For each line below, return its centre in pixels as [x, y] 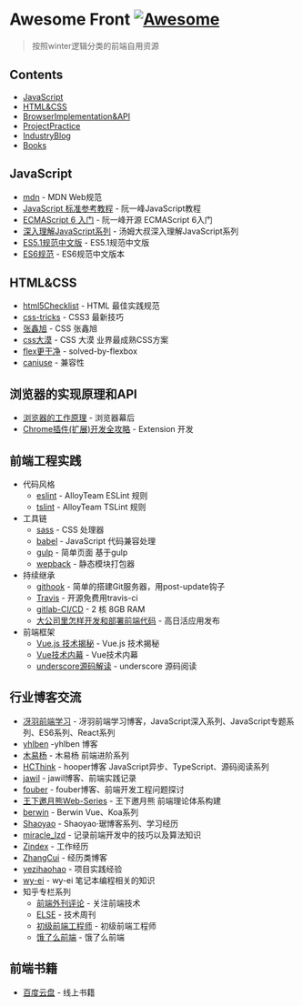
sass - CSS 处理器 [70, 529]
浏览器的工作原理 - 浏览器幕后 [79, 417]
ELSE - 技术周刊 [66, 914]
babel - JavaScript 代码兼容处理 [96, 541]
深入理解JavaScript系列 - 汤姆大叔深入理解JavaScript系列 [131, 231]
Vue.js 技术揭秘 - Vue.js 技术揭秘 [98, 643]
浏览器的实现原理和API [74, 394]
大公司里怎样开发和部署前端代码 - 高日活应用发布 [128, 620]
